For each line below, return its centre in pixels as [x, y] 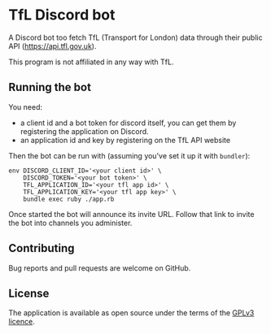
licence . [22, 322]
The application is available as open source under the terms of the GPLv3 [131, 313]
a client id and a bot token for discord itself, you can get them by [128, 123]
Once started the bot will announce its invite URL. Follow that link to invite [131, 214]
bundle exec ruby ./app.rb [69, 199]
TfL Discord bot [62, 15]
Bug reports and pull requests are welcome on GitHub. [100, 268]
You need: [26, 106]
